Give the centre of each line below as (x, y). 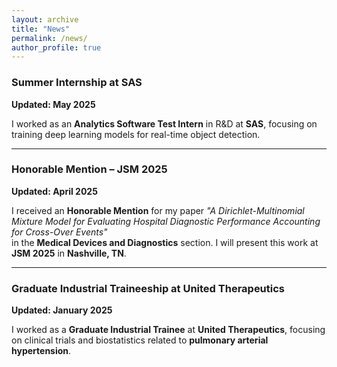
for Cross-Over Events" (59, 232)
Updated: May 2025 (53, 104)
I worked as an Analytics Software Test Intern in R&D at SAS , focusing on (164, 123)
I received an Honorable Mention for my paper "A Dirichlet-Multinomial (158, 210)
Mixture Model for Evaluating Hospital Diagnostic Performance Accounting (166, 221)
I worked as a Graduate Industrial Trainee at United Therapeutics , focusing (168, 330)
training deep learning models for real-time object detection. (136, 134)
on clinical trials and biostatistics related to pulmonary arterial (140, 340)
